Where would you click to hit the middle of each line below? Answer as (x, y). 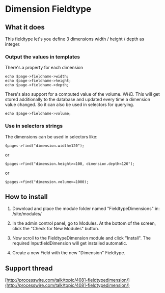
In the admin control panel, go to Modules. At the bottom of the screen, (84, 223)
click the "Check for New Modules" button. (56, 229)
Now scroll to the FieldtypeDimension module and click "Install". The (82, 238)
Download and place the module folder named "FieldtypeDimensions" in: (86, 209)
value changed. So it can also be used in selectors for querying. (69, 105)
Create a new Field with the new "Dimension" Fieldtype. (69, 253)
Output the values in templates (42, 56)
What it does (25, 27)
